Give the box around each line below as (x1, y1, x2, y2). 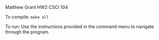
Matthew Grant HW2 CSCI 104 (5, 4, 68, 10)
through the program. (5, 29, 50, 34)
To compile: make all (5, 14, 49, 19)
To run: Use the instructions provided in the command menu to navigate (5, 23, 154, 29)
